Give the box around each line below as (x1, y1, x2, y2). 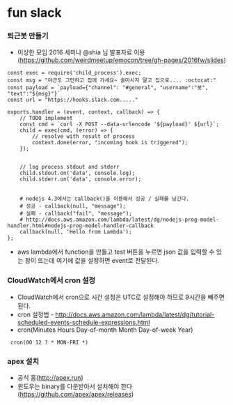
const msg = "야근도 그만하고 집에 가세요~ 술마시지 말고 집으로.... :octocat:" (7, 77, 217, 84)
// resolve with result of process (32, 133, 136, 140)
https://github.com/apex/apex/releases (19, 390, 132, 399)
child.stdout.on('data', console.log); (19, 169, 136, 177)
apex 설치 (7, 356, 40, 366)
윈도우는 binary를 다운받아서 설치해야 (17, 382, 120, 391)
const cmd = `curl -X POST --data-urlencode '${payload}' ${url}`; (19, 121, 219, 128)
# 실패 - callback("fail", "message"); (19, 211, 132, 217)
